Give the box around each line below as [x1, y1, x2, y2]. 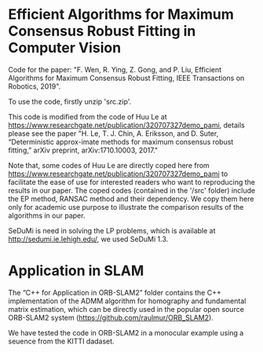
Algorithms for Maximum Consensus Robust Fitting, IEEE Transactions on [8, 73, 245, 82]
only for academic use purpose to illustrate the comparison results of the [8, 202, 244, 211]
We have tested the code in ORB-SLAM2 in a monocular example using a [8, 328, 244, 337]
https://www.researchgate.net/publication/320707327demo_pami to [8, 169, 228, 178]
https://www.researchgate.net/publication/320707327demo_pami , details [8, 120, 245, 130]
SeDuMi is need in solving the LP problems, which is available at [8, 225, 216, 235]
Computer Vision [8, 39, 122, 57]
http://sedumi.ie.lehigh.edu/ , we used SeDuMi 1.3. [8, 234, 169, 244]
